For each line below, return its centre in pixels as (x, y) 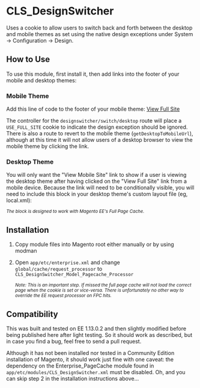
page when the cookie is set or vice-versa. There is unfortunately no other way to (99, 291)
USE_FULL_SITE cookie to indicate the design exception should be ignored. (97, 127)
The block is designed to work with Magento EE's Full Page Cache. (75, 212)
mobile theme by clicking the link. (47, 146)
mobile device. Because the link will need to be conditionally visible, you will (100, 188)
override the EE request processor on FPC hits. (63, 296)
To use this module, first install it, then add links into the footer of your (93, 74)
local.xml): (19, 200)
